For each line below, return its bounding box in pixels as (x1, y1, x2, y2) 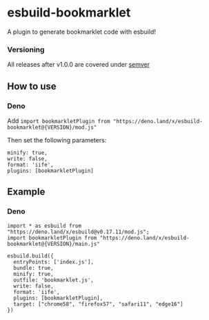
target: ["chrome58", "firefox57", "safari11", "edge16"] (13, 301, 184, 308)
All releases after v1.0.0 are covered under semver (7, 61, 150, 69)
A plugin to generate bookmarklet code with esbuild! (7, 28, 157, 36)
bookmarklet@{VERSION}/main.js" (7, 240, 100, 247)
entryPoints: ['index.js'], (13, 258, 94, 266)
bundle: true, (13, 264, 54, 271)
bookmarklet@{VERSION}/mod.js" (7, 124, 97, 131)
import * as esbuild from (7, 222, 81, 229)
